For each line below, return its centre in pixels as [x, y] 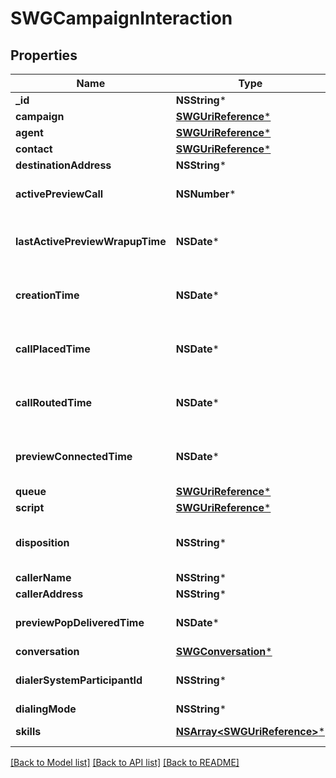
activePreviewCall [59, 194]
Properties [44, 55]
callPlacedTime [53, 349]
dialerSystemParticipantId [79, 680]
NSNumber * [206, 194]
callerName [43, 577]
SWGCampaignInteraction [121, 18]
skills [28, 731]
